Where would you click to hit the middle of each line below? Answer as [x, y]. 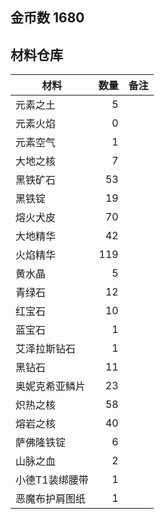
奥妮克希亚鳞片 [51, 386]
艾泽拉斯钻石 [46, 349]
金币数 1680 [47, 18]
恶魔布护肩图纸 [51, 499]
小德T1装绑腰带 [52, 480]
